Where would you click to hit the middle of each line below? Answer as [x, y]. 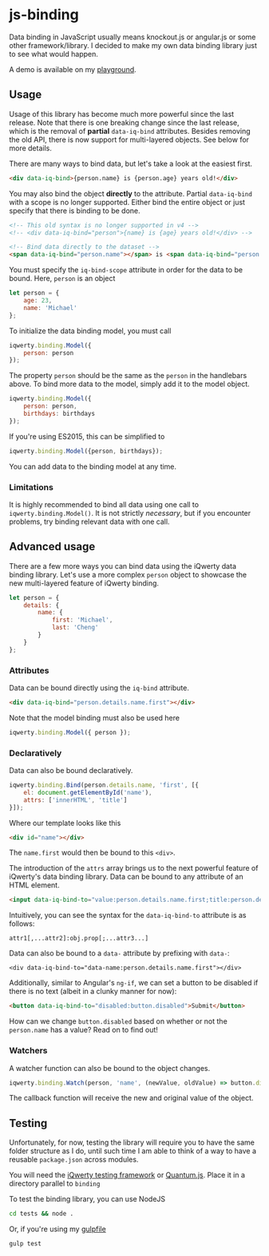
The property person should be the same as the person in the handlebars [128, 376]
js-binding [44, 15]
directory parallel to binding [55, 1184]
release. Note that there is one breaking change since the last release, [124, 123]
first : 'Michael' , [82, 620]
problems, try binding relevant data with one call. [89, 521]
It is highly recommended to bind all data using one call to [104, 504]
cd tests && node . [42, 1214]
